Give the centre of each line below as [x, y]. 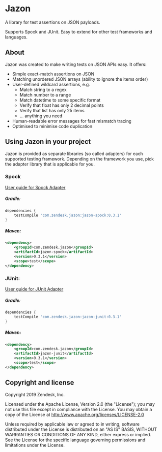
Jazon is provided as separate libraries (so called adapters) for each [74, 154]
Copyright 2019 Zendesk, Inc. [35, 394]
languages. [16, 37]
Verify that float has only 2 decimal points [62, 105]
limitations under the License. [35, 445]
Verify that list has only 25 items [52, 110]
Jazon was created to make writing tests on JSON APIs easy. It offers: [76, 64]
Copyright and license [40, 383]
